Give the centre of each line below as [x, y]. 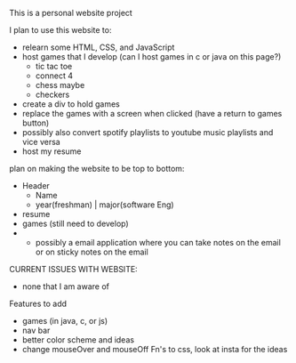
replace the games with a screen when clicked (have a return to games [152, 113]
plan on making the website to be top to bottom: [97, 169]
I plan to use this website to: [60, 30]
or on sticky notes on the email [92, 252]
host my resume [52, 151]
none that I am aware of [65, 286]
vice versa [41, 142]
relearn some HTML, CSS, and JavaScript [98, 47]
